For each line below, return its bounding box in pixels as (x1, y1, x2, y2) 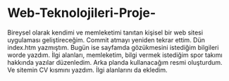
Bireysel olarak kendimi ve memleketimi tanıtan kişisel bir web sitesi (7, 28, 203, 37)
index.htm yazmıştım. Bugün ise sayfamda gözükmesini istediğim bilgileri (7, 43, 219, 51)
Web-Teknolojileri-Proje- (7, 5, 156, 21)
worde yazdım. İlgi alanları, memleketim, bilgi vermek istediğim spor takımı (7, 51, 223, 59)
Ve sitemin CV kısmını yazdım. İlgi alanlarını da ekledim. (7, 66, 168, 74)
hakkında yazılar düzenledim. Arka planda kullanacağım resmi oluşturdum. (7, 58, 223, 66)
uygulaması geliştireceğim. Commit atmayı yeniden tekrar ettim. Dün (7, 35, 206, 44)
